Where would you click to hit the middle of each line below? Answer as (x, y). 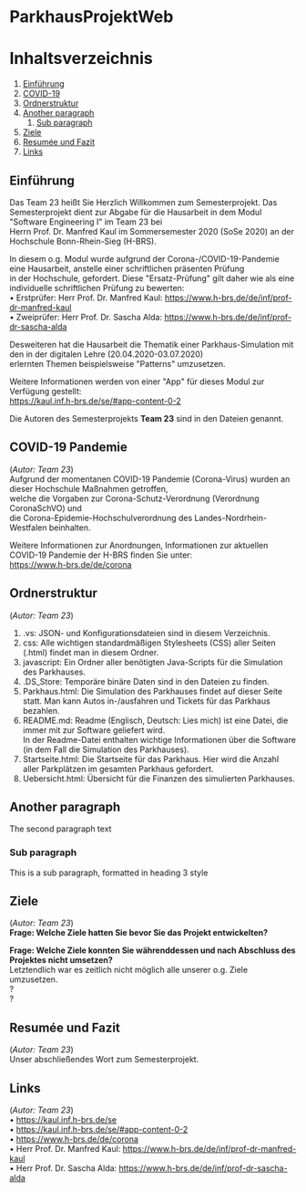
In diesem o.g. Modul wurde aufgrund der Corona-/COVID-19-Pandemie (144, 258)
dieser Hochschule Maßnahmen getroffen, (89, 488)
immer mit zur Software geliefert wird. (94, 730)
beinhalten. (70, 528)
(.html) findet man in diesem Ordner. (91, 652)
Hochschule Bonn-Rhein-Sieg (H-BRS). (83, 241)
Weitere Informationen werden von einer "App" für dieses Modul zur (137, 382)
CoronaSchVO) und (46, 507)
